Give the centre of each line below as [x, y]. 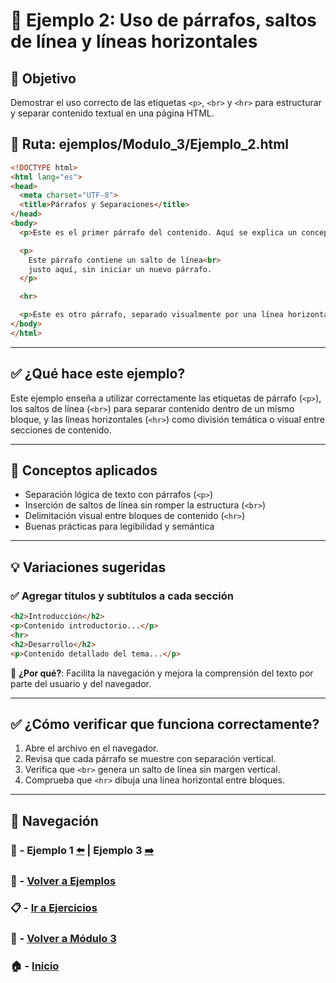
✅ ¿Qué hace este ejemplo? [98, 374]
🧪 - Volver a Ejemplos [63, 881]
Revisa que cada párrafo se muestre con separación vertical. [150, 759]
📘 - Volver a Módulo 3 [63, 939]
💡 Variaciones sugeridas [88, 567]
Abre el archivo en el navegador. [91, 748]
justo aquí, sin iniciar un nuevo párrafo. [120, 269]
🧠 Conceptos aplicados [84, 470]
